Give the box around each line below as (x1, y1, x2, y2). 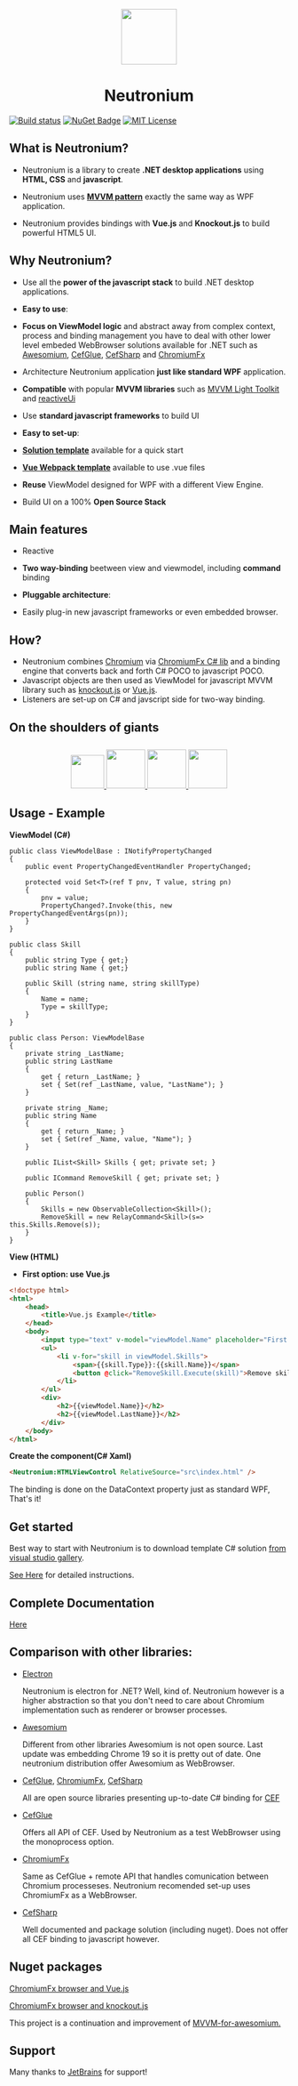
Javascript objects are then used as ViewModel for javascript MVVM (21, 675, 273, 686)
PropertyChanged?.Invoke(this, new (41, 901, 173, 910)
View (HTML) (9, 1251, 59, 1262)
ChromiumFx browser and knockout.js (9, 2000, 149, 2010)
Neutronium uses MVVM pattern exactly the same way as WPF (21, 191, 255, 202)
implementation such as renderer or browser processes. (21, 1704, 228, 1715)
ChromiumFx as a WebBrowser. (21, 1889, 137, 1900)
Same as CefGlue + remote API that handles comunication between (21, 1871, 269, 1881)
